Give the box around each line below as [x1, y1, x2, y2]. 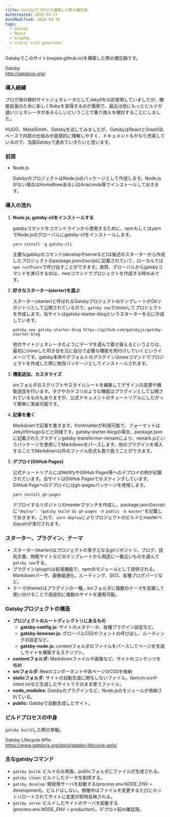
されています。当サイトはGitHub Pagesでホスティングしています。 [12, 475, 151, 482]
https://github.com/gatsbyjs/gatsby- [83, 327, 163, 332]
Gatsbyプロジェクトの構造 [5, 605, 70, 612]
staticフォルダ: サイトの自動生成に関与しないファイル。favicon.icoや [12, 675, 158, 681]
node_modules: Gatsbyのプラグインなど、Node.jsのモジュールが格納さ [12, 688, 162, 694]
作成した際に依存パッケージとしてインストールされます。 [30, 360, 150, 366]
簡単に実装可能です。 [17, 401, 62, 407]
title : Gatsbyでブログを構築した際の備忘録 [5, 7, 88, 13]
